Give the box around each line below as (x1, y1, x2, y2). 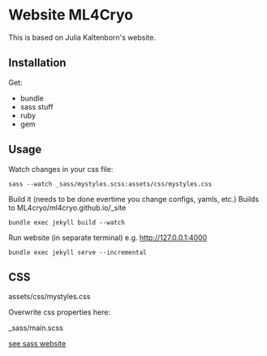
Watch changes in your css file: (8, 164, 114, 174)
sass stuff (19, 101, 54, 111)
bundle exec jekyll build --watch (8, 218, 126, 226)
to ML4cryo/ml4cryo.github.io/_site (8, 203, 127, 212)
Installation (8, 56, 67, 70)
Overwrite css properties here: (8, 307, 111, 317)
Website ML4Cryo (8, 6, 134, 24)
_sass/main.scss (8, 323, 63, 333)
